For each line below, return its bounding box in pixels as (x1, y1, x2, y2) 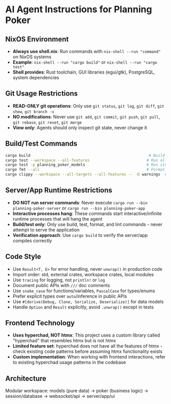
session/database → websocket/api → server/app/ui (5, 393, 116, 399)
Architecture (5, 374, 47, 383)
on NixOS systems (12, 54, 52, 60)
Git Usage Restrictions (5, 89, 78, 98)
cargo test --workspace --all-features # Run (5, 157, 158, 163)
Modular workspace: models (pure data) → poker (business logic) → (5, 388, 149, 394)
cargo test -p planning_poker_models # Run (5, 162, 158, 168)
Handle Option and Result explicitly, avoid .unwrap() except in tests (12, 304, 154, 310)
